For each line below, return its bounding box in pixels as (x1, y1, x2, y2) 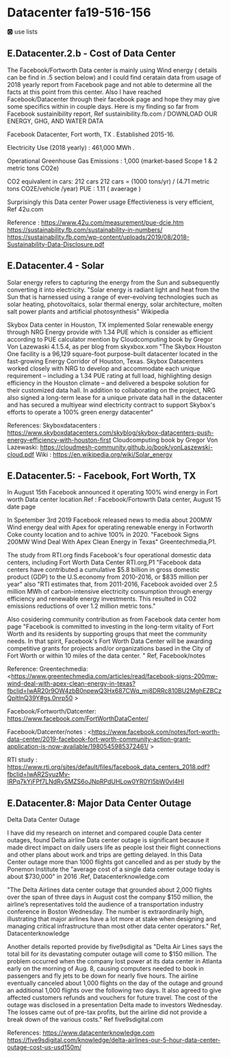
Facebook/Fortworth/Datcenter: (7, 707, 97, 716)
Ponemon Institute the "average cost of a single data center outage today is (7, 865, 220, 874)
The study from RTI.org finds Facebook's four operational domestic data (7, 551, 212, 559)
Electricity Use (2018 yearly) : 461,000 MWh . (7, 143, 135, 151)
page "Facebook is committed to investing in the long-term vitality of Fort (7, 622, 214, 631)
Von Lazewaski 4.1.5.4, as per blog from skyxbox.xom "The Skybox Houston (7, 342, 221, 351)
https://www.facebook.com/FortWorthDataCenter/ (7, 714, 149, 723)
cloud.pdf (7, 450, 34, 458)
